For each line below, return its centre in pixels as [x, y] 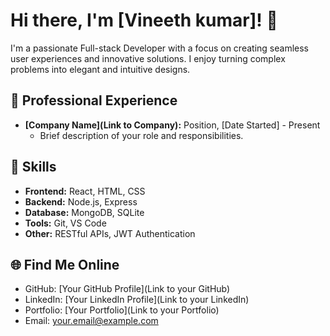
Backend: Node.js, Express [81, 201]
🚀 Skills [33, 167]
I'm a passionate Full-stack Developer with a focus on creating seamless [159, 48]
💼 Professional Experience [94, 100]
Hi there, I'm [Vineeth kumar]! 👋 [144, 20]
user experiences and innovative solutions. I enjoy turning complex [148, 58]
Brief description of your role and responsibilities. [141, 135]
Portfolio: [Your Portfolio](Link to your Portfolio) [122, 310]
